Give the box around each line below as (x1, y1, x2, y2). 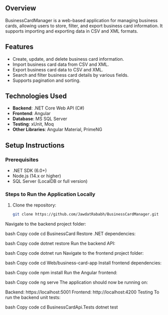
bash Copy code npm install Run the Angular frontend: (5, 270, 118, 276)
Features (5, 43, 34, 51)
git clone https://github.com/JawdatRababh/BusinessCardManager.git (12, 212, 159, 217)
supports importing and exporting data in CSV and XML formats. (5, 28, 138, 34)
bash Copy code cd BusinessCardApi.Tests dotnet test (5, 304, 118, 310)
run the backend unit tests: (5, 294, 61, 300)
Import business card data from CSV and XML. (12, 61, 109, 67)
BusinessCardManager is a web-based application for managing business (5, 17, 158, 23)
